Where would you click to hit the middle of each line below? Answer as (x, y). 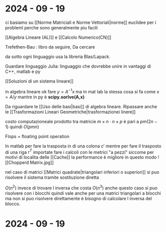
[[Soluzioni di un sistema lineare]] (39, 81)
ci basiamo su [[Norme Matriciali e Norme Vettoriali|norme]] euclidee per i (81, 22)
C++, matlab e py (23, 71)
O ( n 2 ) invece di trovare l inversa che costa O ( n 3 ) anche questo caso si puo (81, 188)
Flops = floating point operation (37, 136)
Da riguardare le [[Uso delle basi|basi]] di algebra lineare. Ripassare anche (81, 106)
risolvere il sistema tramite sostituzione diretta (52, 177)
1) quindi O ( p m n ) (22, 127)
